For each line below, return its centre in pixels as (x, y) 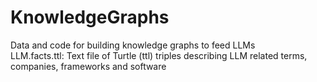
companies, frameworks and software (88, 66)
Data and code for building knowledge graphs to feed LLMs (133, 45)
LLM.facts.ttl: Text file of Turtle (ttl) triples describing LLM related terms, (159, 55)
